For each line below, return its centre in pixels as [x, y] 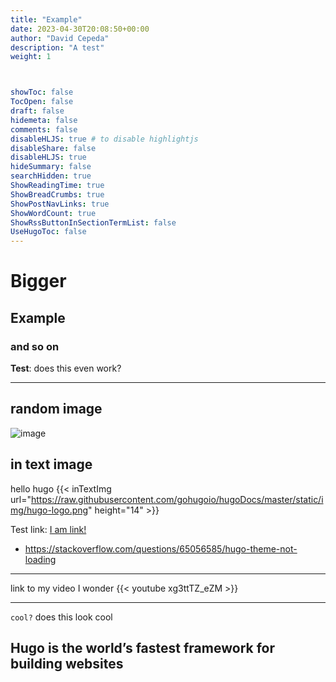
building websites [67, 664]
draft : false [37, 111]
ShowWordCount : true [53, 213]
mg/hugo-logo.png [49, 510]
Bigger [38, 281]
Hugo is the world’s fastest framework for [143, 648]
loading [40, 559]
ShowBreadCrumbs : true [57, 194]
